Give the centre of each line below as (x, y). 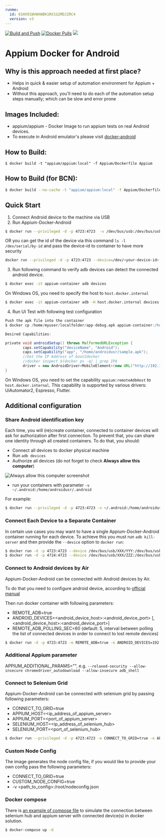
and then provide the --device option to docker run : (72, 542)
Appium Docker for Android (62, 53)
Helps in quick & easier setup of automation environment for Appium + (83, 83)
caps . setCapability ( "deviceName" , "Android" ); (71, 347)
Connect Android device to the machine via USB (61, 217)
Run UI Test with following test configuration (57, 311)
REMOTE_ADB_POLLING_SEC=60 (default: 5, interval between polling (82, 628)
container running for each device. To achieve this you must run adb (74, 536)
